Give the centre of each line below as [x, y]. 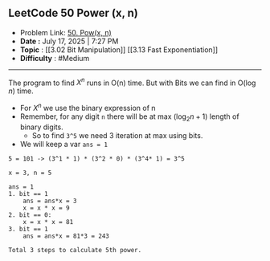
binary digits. [41, 127]
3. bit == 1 [28, 229]
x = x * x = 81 [48, 222]
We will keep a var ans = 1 [64, 144]
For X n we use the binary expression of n [88, 108]
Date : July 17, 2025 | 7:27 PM [69, 41]
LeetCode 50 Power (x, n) [73, 13]
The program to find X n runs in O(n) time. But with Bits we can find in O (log [132, 82]
